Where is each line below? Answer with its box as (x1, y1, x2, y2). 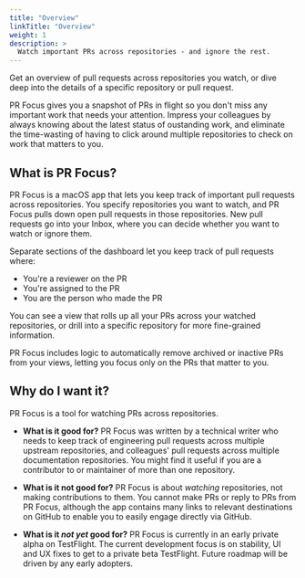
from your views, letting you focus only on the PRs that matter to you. (9, 357, 269, 368)
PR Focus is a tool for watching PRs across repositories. (9, 407, 219, 418)
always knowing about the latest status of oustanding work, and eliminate (9, 120, 285, 131)
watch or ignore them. (9, 227, 93, 238)
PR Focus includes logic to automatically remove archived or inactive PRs (9, 347, 284, 358)
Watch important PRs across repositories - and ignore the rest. (17, 47, 271, 57)
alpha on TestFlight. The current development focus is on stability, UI (22, 538, 281, 549)
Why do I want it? (9, 384, 109, 399)
